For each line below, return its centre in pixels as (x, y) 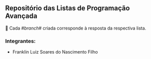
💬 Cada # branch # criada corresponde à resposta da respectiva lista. (76, 28)
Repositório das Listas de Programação (67, 8)
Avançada (21, 16)
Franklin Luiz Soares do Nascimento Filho (55, 52)
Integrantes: (20, 41)
